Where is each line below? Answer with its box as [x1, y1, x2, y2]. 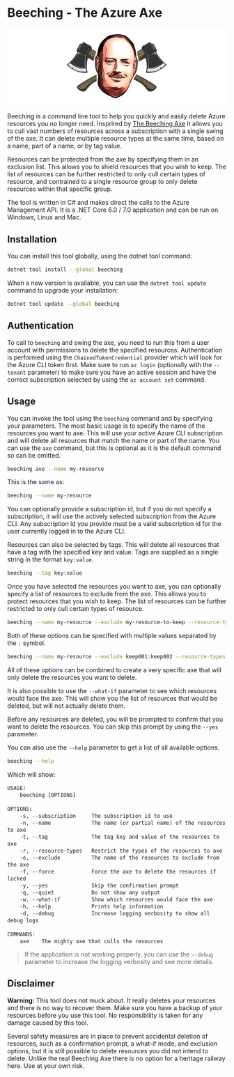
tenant [7, 369, 26, 376]
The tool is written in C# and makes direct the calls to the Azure [7, 199, 189, 207]
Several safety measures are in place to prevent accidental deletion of [7, 1032, 208, 1040]
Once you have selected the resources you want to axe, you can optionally [7, 582, 221, 591]
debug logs [7, 917, 39, 924]
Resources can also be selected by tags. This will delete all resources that [7, 541, 219, 549]
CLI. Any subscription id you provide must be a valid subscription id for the [7, 520, 221, 528]
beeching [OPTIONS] [19, 791, 77, 798]
